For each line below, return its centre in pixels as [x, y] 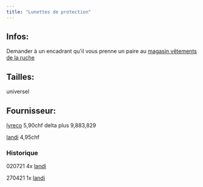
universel [18, 91]
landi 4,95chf [23, 137]
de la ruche [20, 58]
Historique [22, 153]
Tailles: [20, 77]
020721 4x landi [27, 166]
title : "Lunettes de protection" [49, 12]
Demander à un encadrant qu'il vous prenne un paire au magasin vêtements [101, 51]
